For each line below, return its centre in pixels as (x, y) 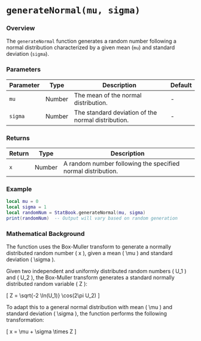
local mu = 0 (22, 202)
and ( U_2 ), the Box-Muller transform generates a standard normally (90, 277)
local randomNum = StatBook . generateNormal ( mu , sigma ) (76, 213)
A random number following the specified (121, 164)
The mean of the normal (108, 95)
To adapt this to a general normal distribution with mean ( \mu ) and (89, 307)
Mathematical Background (45, 234)
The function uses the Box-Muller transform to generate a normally (89, 247)
